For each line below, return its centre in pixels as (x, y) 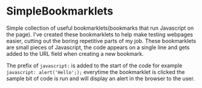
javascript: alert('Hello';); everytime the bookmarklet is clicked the (96, 72)
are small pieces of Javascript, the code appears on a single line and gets (98, 47)
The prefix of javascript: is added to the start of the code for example (94, 66)
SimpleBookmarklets (60, 11)
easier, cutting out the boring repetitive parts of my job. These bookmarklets (101, 41)
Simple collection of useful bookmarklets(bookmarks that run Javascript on (100, 28)
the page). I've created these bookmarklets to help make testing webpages (100, 34)
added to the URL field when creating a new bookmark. (75, 53)
